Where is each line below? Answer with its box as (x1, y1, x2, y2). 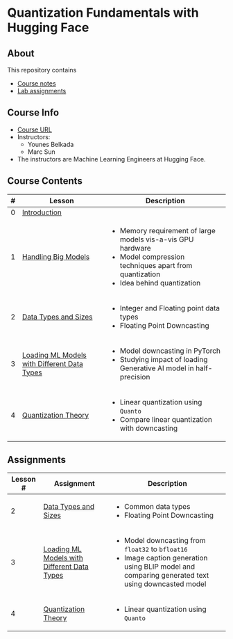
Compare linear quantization (120, 414, 213, 424)
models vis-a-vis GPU (120, 235, 194, 244)
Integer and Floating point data (120, 303, 221, 313)
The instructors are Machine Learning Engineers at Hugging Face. (17, 155, 206, 163)
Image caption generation (123, 553, 208, 563)
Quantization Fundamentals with (7, 5, 199, 21)
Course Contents (7, 175, 83, 187)
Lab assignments (17, 87, 67, 95)
